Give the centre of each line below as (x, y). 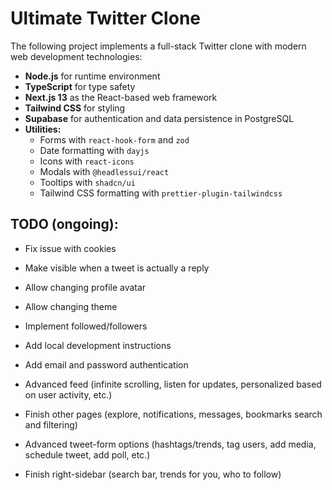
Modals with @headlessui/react (104, 171)
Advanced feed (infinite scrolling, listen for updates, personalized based (173, 384)
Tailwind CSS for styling (75, 108)
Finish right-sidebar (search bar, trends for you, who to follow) (153, 474)
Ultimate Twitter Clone (105, 18)
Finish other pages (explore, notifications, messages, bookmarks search (173, 414)
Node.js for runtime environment (92, 76)
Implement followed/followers (86, 326)
